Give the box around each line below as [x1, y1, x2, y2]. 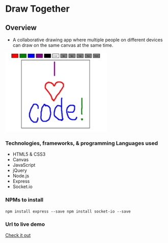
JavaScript [12, 162, 36, 168]
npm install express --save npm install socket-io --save [5, 209, 131, 214]
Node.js [12, 173, 30, 179]
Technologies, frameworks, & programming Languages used [5, 139, 158, 146]
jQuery [12, 167, 27, 173]
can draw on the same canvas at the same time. [12, 42, 114, 48]
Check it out [5, 232, 31, 238]
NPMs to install [5, 196, 44, 203]
